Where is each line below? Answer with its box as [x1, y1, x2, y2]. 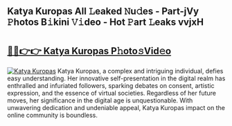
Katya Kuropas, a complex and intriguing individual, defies [57, 67, 224, 75]
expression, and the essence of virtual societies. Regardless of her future [7, 89, 217, 97]
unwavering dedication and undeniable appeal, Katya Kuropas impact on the [7, 104, 225, 111]
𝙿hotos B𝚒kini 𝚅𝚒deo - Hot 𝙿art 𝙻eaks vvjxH [7, 17, 204, 28]
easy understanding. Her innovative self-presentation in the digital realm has [7, 74, 226, 82]
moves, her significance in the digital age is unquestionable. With [7, 96, 193, 105]
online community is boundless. [7, 111, 98, 119]
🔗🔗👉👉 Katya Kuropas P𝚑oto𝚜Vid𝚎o [7, 45, 172, 57]
